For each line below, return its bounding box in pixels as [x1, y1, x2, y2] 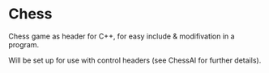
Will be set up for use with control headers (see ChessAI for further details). [8, 55, 262, 65]
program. [8, 39, 40, 49]
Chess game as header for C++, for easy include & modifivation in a [8, 31, 235, 41]
